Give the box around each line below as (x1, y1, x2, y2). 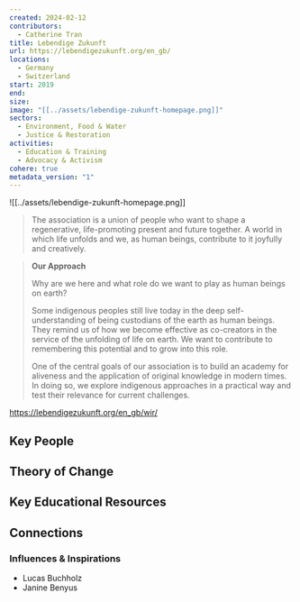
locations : (9, 55, 50, 64)
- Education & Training (17, 147, 106, 156)
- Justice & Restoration (17, 131, 111, 140)
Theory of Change (9, 464, 114, 479)
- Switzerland (17, 72, 70, 81)
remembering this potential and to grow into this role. (31, 343, 229, 354)
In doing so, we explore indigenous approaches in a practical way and (31, 380, 291, 391)
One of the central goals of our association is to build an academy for (31, 361, 289, 372)
